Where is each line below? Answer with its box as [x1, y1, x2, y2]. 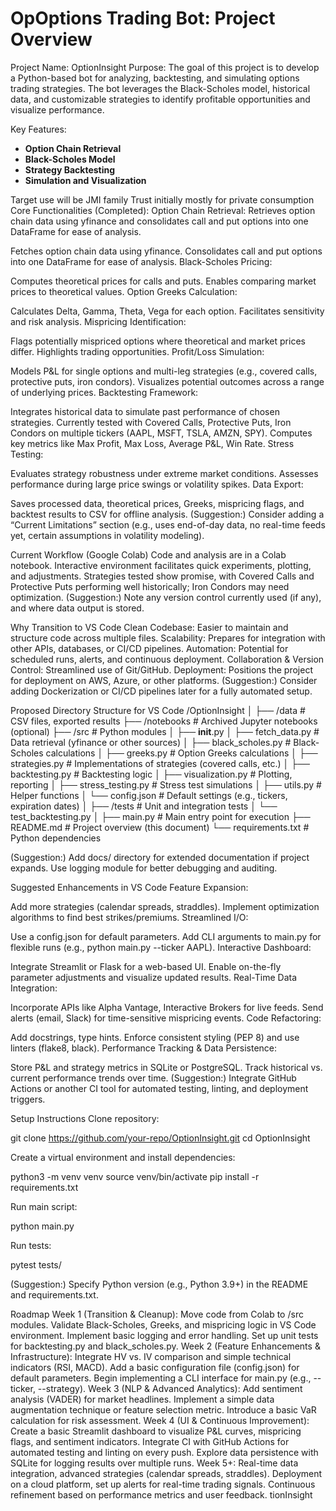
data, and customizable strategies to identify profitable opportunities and [10, 93, 311, 105]
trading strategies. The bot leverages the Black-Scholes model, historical [10, 82, 311, 94]
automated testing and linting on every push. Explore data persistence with [10, 1446, 319, 1458]
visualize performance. [10, 103, 105, 116]
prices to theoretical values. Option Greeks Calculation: [10, 285, 238, 297]
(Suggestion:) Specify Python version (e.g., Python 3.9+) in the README [10, 1278, 309, 1290]
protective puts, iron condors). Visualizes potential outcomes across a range [10, 375, 325, 387]
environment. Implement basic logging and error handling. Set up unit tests [10, 1329, 319, 1341]
